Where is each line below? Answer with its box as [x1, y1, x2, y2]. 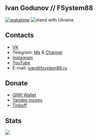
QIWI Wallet [12, 92, 36, 98]
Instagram [12, 54, 33, 60]
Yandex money [12, 97, 43, 103]
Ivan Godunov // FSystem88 [5, 4, 94, 12]
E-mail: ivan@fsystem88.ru [12, 65, 67, 70]
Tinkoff [12, 102, 27, 108]
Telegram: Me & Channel [12, 49, 63, 55]
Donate [5, 79, 28, 88]
